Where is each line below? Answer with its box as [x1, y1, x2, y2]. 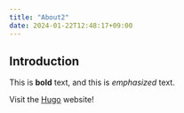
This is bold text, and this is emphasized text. [9, 77, 175, 88]
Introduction [9, 54, 80, 69]
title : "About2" [9, 12, 69, 22]
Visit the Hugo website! [9, 94, 95, 105]
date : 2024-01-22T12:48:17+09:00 [9, 21, 133, 30]
